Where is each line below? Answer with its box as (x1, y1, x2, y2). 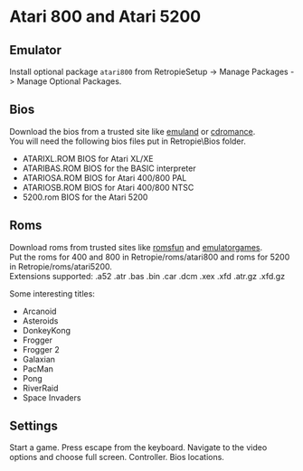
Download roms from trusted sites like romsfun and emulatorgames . (9, 241, 263, 252)
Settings (9, 419, 59, 434)
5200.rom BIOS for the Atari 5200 (22, 192, 148, 203)
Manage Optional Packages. (16, 76, 122, 87)
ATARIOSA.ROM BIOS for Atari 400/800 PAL (22, 172, 187, 183)
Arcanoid (22, 306, 57, 316)
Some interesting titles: (9, 287, 95, 299)
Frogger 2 (22, 344, 61, 354)
